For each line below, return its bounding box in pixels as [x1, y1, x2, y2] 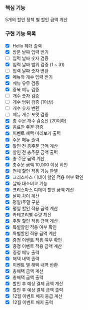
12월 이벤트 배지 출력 [12, 300, 53, 306]
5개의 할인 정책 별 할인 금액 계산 [5, 16, 68, 23]
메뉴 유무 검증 [12, 80, 39, 86]
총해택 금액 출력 [12, 274, 43, 280]
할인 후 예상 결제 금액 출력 [12, 287, 63, 293]
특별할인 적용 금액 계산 [12, 231, 57, 237]
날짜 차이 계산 [12, 193, 39, 199]
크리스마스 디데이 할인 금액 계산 [12, 187, 74, 193]
